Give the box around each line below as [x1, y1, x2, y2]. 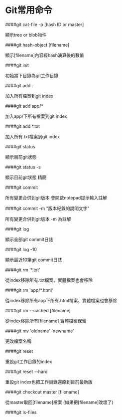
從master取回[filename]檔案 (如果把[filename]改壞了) [5, 399, 114, 405]
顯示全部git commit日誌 [5, 236, 53, 242]
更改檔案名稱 [5, 338, 31, 344]
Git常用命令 [5, 5, 52, 16]
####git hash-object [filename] [5, 42, 70, 48]
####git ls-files [5, 409, 37, 415]
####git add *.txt [5, 123, 40, 129]
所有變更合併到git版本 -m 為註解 [5, 216, 71, 222]
